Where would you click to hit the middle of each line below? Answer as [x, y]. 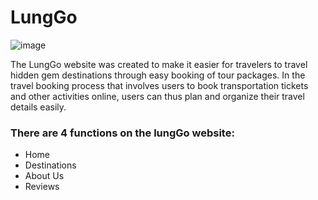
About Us [44, 176]
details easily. [38, 107]
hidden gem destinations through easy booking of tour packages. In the [158, 75]
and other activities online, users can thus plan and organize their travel [157, 96]
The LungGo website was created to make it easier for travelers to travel [159, 64]
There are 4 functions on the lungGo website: [122, 133]
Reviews [42, 187]
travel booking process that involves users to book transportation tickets [159, 85]
